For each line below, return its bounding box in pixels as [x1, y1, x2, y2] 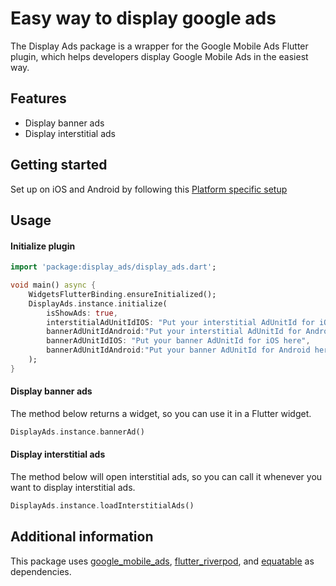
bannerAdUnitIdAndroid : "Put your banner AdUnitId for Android [46, 345, 311, 356]
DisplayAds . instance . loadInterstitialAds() [10, 501, 195, 511]
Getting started [10, 157, 108, 174]
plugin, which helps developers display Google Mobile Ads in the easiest [10, 50, 309, 62]
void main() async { [10, 280, 97, 291]
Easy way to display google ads [10, 7, 277, 30]
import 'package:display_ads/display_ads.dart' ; [10, 262, 217, 272]
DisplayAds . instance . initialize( [28, 298, 168, 309]
